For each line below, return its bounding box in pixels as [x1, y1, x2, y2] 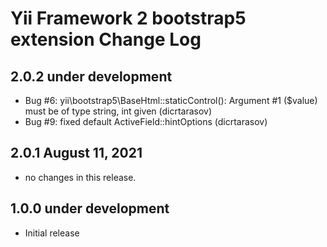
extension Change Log [10, 28, 202, 51]
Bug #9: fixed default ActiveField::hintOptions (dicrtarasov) [24, 116, 268, 127]
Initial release [24, 227, 80, 239]
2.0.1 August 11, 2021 [10, 145, 143, 162]
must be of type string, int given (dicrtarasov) [24, 105, 213, 117]
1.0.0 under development [10, 200, 170, 217]
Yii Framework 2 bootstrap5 [10, 7, 247, 30]
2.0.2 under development [10, 68, 173, 85]
